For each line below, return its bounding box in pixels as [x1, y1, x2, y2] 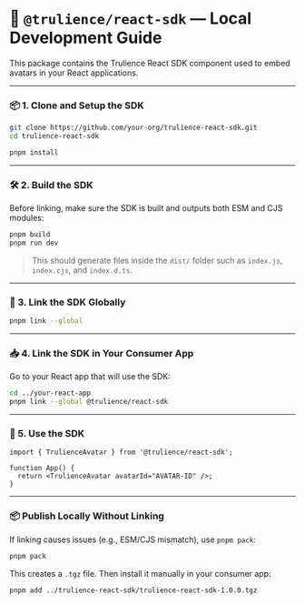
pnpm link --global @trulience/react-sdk [9, 398, 169, 407]
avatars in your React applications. [9, 67, 139, 78]
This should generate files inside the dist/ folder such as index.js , [31, 255, 283, 266]
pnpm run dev [9, 238, 59, 248]
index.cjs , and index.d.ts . [31, 264, 133, 276]
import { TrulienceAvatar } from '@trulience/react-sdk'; [9, 448, 233, 458]
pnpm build [9, 230, 51, 239]
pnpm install [9, 147, 59, 157]
